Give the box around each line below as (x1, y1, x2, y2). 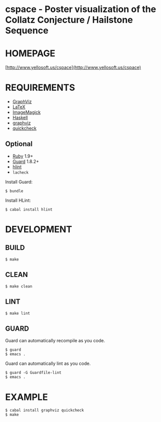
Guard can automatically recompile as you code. (5, 338, 105, 344)
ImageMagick (12, 109, 41, 115)
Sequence (5, 25, 49, 36)
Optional (5, 139, 33, 149)
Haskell (12, 114, 28, 121)
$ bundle (5, 188, 24, 194)
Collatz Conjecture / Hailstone (5, 14, 133, 26)
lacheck (12, 170, 29, 175)
